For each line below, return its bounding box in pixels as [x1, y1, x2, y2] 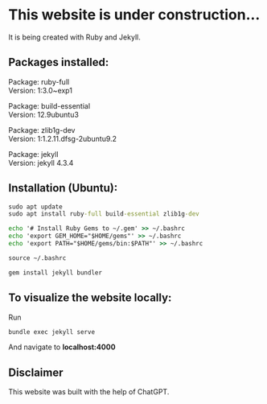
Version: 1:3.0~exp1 [8, 85, 72, 95]
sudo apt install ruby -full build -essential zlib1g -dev [8, 210, 199, 218]
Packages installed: [8, 56, 109, 69]
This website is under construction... [8, 6, 261, 24]
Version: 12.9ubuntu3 [8, 109, 79, 119]
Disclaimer [8, 365, 64, 379]
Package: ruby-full [8, 76, 70, 86]
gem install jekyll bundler [8, 268, 103, 277]
